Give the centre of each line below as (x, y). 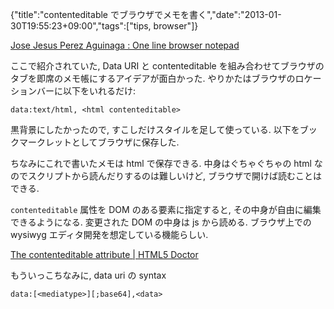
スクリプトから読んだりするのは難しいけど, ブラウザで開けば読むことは (174, 176)
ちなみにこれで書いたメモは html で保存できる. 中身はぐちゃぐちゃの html (161, 163)
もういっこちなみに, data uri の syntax (88, 275)
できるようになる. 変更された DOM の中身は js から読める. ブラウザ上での (161, 222)
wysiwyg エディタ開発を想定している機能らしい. (109, 234)
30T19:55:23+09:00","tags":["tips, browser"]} (104, 26)
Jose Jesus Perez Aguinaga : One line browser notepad (125, 45)
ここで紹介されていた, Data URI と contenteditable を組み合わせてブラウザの (167, 66)
